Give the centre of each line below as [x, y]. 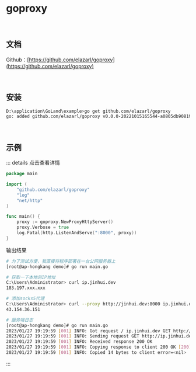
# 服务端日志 [20, 320]
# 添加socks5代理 [25, 299]
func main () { [23, 217]
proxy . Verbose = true [43, 227]
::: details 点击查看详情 [33, 163]
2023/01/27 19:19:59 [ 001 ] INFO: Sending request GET [73, 336]
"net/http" [30, 200]
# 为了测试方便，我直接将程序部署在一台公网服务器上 [61, 261]
